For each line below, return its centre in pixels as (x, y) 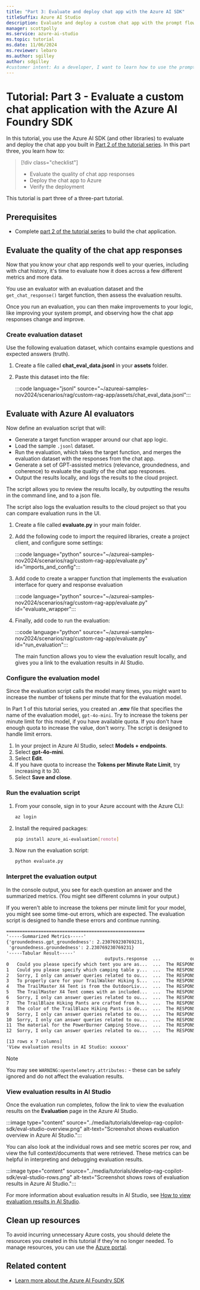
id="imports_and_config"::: (48, 567)
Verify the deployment (57, 187)
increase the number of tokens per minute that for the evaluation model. (94, 697)
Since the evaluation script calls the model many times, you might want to (96, 691)
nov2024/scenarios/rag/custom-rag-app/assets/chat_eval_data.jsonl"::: (103, 395)
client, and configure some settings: (59, 543)
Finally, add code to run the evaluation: (62, 621)
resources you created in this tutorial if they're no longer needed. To (90, 1241)
